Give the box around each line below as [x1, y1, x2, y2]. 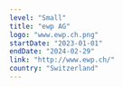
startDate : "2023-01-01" [9, 38, 103, 48]
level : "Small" [9, 13, 67, 23]
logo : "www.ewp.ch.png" [9, 30, 99, 39]
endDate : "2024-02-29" [9, 47, 95, 56]
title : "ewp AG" [9, 22, 71, 31]
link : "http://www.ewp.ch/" [9, 55, 116, 64]
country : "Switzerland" [9, 64, 99, 73]
